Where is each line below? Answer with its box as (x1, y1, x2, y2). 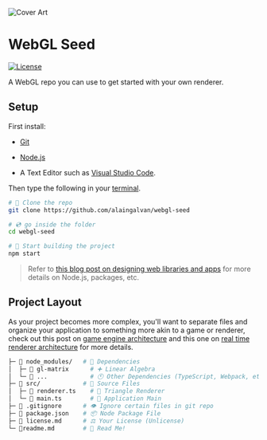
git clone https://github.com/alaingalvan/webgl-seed (8, 206, 191, 214)
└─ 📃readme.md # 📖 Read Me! (8, 424, 126, 432)
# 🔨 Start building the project (8, 242, 115, 250)
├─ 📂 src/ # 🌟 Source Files (8, 379, 141, 388)
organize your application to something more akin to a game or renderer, (8, 325, 246, 335)
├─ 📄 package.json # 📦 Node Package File (8, 409, 161, 418)
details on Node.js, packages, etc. (27, 273, 140, 282)
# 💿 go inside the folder (8, 220, 96, 229)
